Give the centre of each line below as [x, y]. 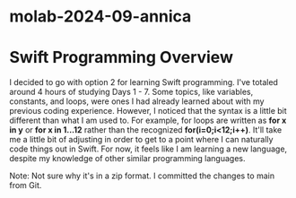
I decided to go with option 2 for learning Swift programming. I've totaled [144, 82]
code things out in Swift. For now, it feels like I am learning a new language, [148, 149]
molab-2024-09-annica [100, 17]
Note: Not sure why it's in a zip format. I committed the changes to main [142, 176]
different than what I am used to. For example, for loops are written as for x [148, 121]
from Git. [26, 185]
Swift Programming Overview [121, 58]
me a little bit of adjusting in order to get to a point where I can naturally [141, 140]
